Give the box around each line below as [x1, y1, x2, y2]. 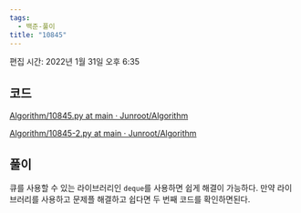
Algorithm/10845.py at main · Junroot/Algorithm [9, 110, 189, 121]
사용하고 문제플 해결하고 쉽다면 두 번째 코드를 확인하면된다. [40, 194, 251, 205]
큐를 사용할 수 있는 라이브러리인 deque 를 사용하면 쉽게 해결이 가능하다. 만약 [9, 183, 275, 193]
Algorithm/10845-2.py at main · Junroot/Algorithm [9, 128, 197, 139]
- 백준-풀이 [17, 22, 56, 31]
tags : [9, 13, 30, 23]
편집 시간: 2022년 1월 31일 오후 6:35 [9, 56, 140, 67]
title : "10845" [9, 30, 67, 39]
